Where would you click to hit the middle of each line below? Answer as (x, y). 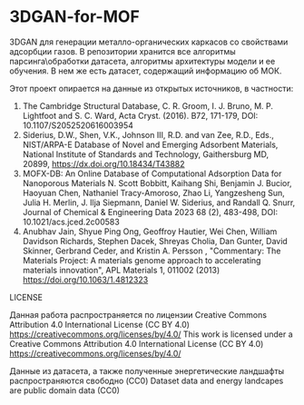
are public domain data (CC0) (65, 390)
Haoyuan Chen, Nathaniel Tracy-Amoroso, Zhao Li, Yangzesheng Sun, (154, 193)
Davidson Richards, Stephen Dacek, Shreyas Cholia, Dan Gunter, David (155, 241)
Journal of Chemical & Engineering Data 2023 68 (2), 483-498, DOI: (150, 212)
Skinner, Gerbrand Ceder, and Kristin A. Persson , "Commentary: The (152, 251)
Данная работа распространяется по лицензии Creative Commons (138, 314)
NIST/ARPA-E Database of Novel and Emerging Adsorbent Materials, (150, 144)
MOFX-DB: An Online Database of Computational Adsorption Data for (152, 173)
